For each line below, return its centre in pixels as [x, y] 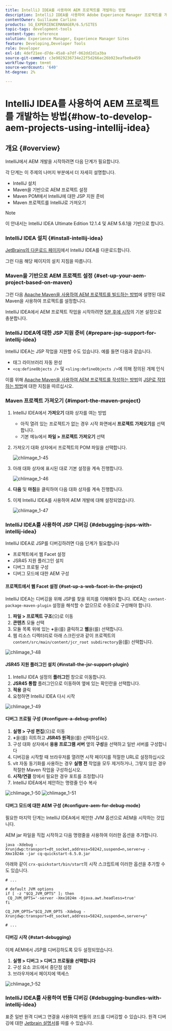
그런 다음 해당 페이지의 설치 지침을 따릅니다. [49, 261]
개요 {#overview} [33, 148]
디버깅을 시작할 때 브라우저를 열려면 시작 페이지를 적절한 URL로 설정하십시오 [89, 757]
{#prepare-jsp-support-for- [121, 333]
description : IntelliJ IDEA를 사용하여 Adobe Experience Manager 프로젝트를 [84, 15]
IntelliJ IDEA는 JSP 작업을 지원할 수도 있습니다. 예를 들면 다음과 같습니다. [79, 351]
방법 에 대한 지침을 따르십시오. [44, 386]
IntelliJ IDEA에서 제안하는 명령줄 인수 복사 [55, 783]
